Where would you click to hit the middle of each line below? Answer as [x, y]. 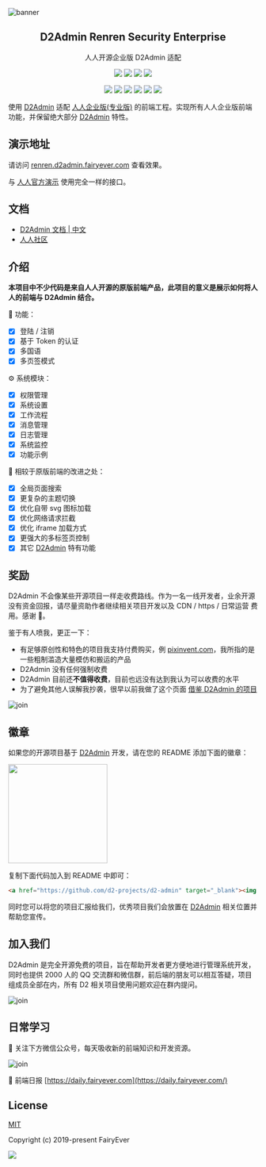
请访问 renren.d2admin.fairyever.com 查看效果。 [87, 165]
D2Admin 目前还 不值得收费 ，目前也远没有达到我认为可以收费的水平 [129, 679]
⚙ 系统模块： [30, 378]
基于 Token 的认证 [49, 341]
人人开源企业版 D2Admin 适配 [133, 57]
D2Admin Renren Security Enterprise [133, 37]
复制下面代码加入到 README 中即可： [70, 875]
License [28, 1106]
